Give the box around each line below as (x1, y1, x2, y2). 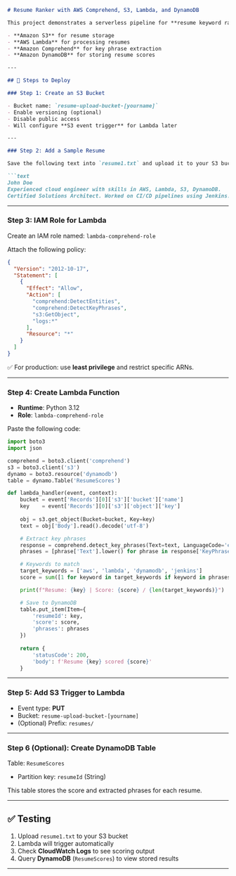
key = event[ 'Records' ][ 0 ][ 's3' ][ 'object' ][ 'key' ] (20, 503, 181, 510)
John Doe (7, 179, 33, 186)
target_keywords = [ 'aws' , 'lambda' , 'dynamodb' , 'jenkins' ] (20, 567, 202, 574)
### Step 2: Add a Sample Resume (7, 148, 105, 155)
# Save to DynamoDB (20, 599, 77, 606)
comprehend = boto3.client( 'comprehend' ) (7, 457, 131, 464)
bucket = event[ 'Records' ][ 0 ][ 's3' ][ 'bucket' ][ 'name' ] (20, 496, 184, 503)
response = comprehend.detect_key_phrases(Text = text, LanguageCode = (20, 541, 225, 548)
